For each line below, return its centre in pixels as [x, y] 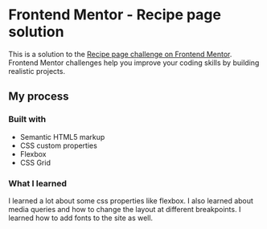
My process [39, 97]
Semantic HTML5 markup [62, 137]
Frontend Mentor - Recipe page [115, 15]
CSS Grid [35, 162]
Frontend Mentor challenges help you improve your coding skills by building [134, 63]
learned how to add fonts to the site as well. [81, 218]
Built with [27, 120]
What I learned [37, 183]
